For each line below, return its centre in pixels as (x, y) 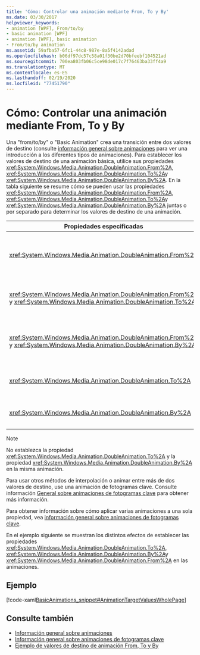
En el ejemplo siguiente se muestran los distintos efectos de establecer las (98, 535)
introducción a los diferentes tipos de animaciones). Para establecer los (94, 155)
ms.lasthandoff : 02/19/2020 (41, 78)
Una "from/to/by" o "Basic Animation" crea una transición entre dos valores (99, 142)
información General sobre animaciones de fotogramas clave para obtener (98, 493)
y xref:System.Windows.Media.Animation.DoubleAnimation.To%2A (103, 302)
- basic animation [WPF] (37, 34)
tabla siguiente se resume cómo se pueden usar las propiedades (85, 186)
